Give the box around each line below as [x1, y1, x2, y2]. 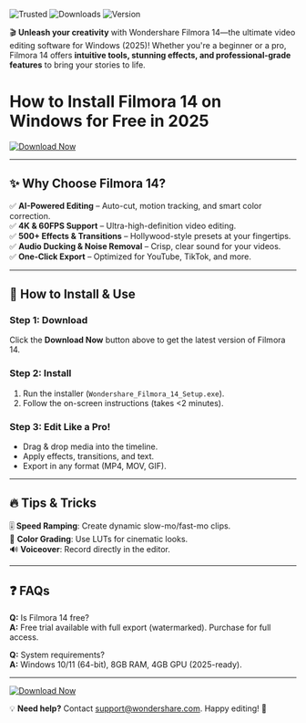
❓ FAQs [9, 583, 50, 599]
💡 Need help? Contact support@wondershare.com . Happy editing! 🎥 [9, 703, 267, 714]
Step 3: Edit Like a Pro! [9, 420, 111, 433]
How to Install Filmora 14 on [9, 91, 221, 112]
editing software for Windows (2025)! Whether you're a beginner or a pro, [9, 40, 287, 50]
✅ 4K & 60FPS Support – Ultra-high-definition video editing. [9, 220, 237, 231]
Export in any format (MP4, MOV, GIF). [22, 461, 167, 472]
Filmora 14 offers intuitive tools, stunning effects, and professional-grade [9, 50, 291, 60]
